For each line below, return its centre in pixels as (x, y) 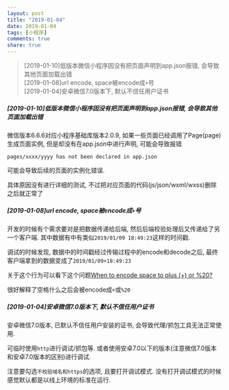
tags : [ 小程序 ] (27, 32)
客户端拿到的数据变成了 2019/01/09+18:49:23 (69, 260)
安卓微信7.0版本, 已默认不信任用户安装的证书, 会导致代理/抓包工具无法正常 (111, 325)
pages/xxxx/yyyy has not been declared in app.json (82, 157)
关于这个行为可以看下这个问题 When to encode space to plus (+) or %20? (110, 275)
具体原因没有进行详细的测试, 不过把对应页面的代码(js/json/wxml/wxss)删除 (112, 185)
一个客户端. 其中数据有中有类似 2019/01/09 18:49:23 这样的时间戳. (99, 237)
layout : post (26, 13)
